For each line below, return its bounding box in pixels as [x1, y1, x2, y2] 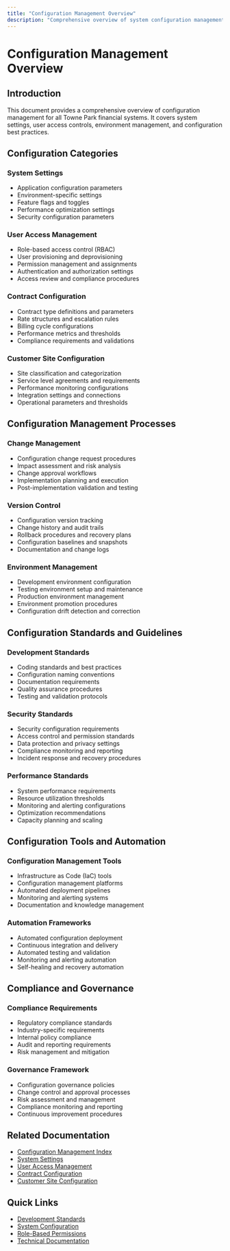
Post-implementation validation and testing [16, 483, 138, 491]
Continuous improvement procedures [16, 1110, 123, 1118]
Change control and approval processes [16, 1088, 131, 1096]
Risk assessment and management [16, 1095, 116, 1104]
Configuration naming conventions [16, 670, 115, 679]
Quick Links [7, 1197, 59, 1209]
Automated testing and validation [16, 948, 111, 956]
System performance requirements [16, 786, 116, 795]
